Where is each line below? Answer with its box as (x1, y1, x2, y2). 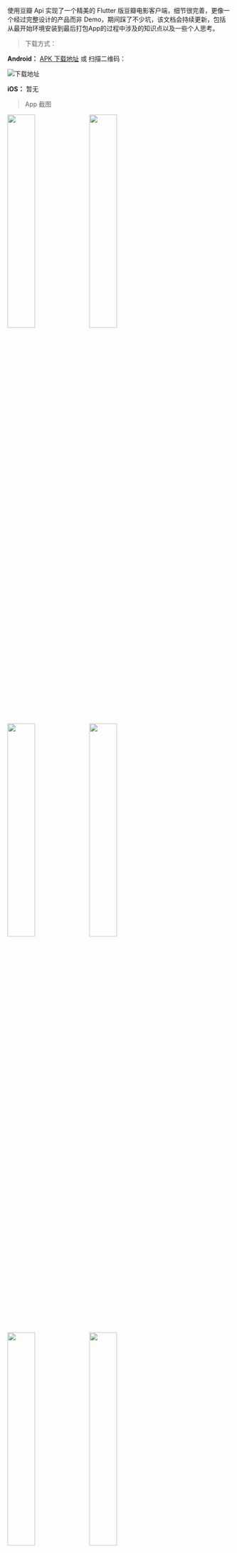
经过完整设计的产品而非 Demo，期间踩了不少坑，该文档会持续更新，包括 (13, 15, 226, 24)
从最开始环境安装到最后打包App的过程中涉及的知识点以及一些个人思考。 (7, 24, 219, 32)
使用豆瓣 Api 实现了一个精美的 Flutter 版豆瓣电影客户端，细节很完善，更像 (7, 6, 224, 14)
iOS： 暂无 (7, 85, 39, 93)
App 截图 (24, 100, 52, 108)
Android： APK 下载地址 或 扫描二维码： (7, 54, 127, 63)
